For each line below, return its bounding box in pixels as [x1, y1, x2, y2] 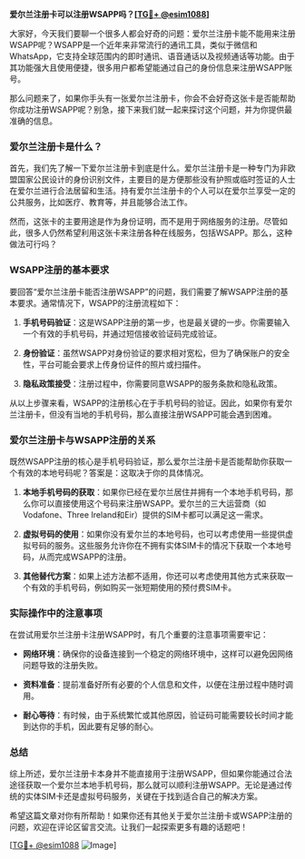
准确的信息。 [9, 115, 57, 126]
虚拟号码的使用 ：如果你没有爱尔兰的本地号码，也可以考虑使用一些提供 [22, 528, 286, 539]
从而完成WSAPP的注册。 [38, 551, 132, 562]
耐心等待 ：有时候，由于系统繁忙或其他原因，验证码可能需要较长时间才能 [22, 710, 293, 721]
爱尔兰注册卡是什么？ [9, 140, 103, 153]
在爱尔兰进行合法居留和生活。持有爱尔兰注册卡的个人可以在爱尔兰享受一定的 [9, 185, 296, 196]
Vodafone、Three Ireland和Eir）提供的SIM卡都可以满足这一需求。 [22, 508, 269, 520]
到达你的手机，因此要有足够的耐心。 [22, 721, 159, 732]
